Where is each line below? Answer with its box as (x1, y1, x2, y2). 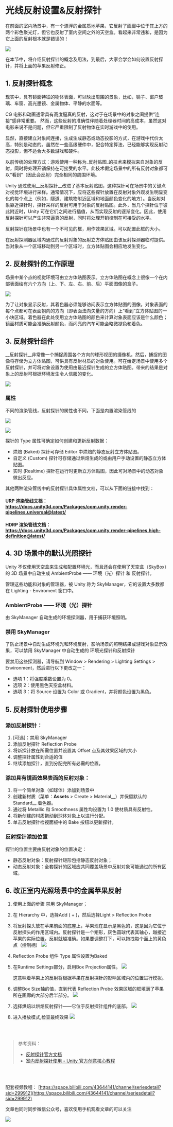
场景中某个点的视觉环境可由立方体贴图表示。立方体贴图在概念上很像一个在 (5, 274, 163, 280)
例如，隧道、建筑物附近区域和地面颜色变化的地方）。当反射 (37, 195, 161, 201)
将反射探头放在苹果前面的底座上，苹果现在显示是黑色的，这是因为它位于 (12, 923, 166, 929)
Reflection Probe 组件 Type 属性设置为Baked (12, 953, 108, 959)
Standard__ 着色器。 (12, 800, 56, 806)
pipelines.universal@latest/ (5, 509, 66, 515)
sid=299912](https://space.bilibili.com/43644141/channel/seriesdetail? (5, 1090, 155, 1096)
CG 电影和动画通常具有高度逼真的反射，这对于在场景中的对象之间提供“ (5, 111, 155, 117)
